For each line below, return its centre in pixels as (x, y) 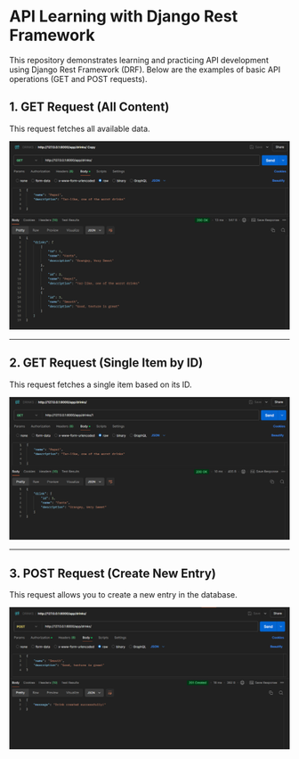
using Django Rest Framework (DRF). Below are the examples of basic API (145, 70)
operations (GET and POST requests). (78, 78)
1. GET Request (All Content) (89, 107)
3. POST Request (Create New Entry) (113, 573)
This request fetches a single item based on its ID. (101, 384)
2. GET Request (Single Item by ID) (106, 363)
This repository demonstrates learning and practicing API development (139, 60)
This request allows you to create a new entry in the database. (123, 594)
